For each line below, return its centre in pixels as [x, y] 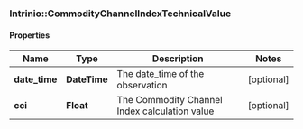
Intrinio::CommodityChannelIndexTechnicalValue [120, 14]
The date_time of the [161, 74]
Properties [30, 35]
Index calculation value [165, 111]
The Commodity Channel [170, 100]
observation [142, 86]
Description [178, 59]
